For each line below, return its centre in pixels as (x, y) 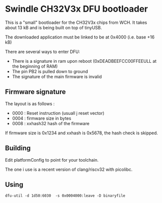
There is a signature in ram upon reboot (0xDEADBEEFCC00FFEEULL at (84, 61)
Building (18, 148)
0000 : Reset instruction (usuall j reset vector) (58, 113)
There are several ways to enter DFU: (43, 52)
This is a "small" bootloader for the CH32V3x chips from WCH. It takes (76, 22)
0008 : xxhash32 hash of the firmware (51, 123)
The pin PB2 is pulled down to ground (50, 71)
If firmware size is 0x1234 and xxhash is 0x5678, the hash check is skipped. (81, 133)
